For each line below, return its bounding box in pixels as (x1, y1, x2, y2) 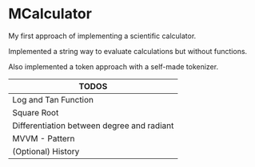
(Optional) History (12, 146, 80, 157)
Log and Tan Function (12, 94, 94, 105)
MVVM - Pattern (12, 133, 75, 144)
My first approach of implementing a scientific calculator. (8, 31, 197, 41)
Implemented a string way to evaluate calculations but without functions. (8, 46, 248, 56)
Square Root (12, 107, 59, 118)
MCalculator (8, 5, 92, 23)
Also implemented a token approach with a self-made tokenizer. (8, 61, 218, 72)
